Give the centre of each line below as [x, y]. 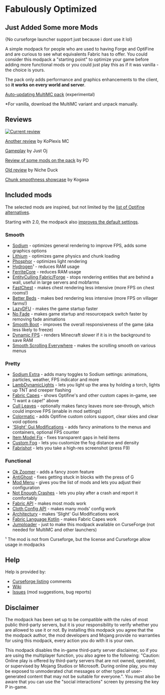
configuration [26, 487]
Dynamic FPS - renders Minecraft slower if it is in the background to [81, 335]
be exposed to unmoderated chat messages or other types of [68, 671]
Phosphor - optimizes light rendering [50, 261]
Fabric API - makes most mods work [49, 503]
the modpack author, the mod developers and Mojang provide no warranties [83, 636]
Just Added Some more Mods [52, 27]
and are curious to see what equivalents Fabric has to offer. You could [76, 54]
